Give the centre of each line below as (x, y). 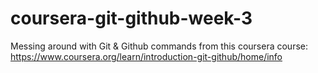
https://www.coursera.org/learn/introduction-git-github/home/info (146, 56)
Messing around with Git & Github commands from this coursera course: (159, 46)
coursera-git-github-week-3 (131, 18)
